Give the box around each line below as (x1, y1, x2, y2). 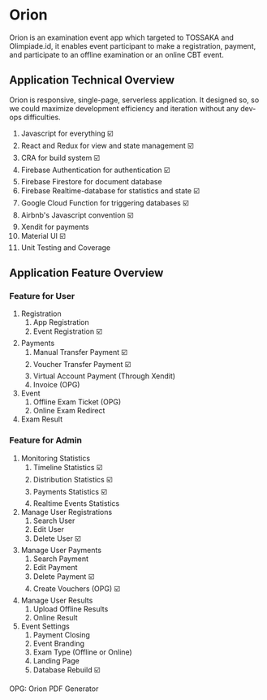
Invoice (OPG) (32, 380, 80, 390)
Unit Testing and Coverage (20, 242, 111, 253)
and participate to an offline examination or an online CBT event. (9, 50, 224, 59)
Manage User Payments (20, 545, 102, 555)
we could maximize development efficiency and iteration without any (9, 103, 239, 113)
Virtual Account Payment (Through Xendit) (32, 371, 176, 381)
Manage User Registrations (20, 507, 113, 516)
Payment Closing (32, 629, 90, 639)
